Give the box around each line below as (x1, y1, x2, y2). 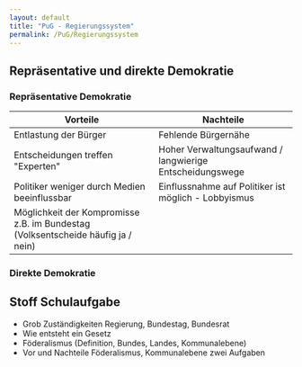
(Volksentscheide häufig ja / (13, 228, 132, 241)
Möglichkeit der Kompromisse (13, 206, 140, 219)
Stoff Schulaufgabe (9, 294, 121, 310)
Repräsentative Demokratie (9, 90, 132, 103)
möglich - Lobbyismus (158, 192, 254, 204)
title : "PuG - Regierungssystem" (9, 22, 135, 31)
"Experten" (13, 160, 61, 173)
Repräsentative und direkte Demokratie (9, 63, 235, 78)
